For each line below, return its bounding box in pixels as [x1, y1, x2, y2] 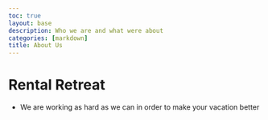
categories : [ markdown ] [8, 34, 89, 42]
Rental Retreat [8, 76, 106, 94]
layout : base [8, 19, 52, 27]
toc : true [8, 11, 42, 20]
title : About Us [8, 42, 63, 50]
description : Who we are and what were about [8, 26, 163, 34]
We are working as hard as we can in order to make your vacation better [19, 102, 260, 112]
